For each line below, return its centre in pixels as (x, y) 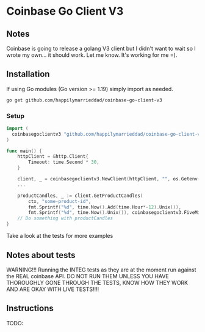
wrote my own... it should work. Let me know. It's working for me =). (92, 55)
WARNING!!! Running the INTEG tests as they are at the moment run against (101, 270)
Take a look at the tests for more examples (60, 236)
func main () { (24, 151)
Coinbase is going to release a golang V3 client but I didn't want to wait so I (101, 48)
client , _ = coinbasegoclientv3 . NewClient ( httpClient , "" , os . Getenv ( (109, 179)
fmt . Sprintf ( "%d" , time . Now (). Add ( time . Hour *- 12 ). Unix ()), (105, 207)
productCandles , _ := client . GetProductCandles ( (80, 196)
